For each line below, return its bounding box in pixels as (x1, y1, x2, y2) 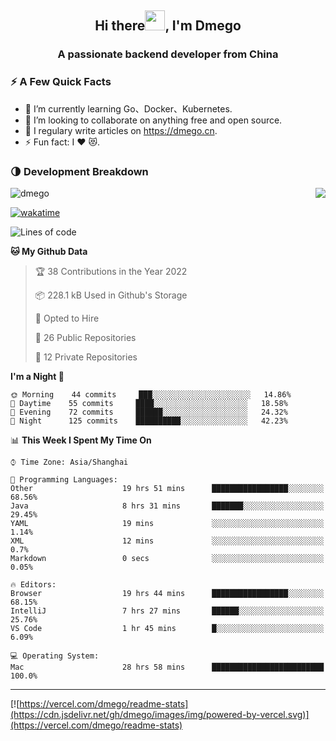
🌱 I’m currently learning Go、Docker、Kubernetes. (24, 102, 233, 115)
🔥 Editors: (10, 579, 57, 590)
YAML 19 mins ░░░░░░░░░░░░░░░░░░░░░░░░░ (10, 518, 325, 528)
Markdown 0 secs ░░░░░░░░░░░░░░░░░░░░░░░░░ (10, 553, 325, 563)
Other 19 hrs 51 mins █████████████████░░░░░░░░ (10, 483, 325, 493)
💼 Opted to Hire (34, 312, 100, 324)
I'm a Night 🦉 (10, 370, 65, 382)
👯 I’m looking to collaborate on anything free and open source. (24, 114, 283, 126)
